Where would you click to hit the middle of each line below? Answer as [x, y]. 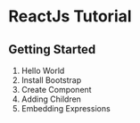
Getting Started [52, 49]
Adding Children [51, 99]
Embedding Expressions [66, 108]
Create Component [56, 90]
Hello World [43, 70]
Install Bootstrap [51, 80]
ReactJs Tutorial [70, 16]
